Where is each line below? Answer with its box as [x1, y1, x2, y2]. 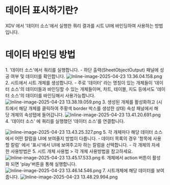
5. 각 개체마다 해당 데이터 [103, 129, 153, 135]
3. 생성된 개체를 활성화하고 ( [102, 98, 158, 105]
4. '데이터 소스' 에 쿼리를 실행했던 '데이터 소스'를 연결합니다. [5, 118, 125, 124]
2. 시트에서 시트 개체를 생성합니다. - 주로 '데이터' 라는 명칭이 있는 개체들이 [5, 79, 153, 86]
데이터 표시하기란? [5, 5, 79, 16]
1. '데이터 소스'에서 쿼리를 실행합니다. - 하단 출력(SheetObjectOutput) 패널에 [5, 67, 159, 73]
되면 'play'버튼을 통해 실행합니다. [10, 161, 77, 167]
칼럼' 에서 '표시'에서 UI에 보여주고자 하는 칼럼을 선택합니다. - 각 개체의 [10, 141, 151, 148]
